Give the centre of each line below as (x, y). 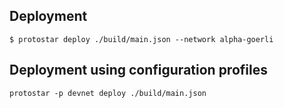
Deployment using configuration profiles (138, 70)
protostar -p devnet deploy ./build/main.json (108, 93)
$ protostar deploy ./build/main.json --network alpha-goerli (141, 39)
